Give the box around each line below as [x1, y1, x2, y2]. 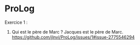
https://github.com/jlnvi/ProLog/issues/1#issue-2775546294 [11, 34, 135, 40]
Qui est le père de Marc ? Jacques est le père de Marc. [11, 29, 124, 35]
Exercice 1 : [4, 19, 28, 25]
